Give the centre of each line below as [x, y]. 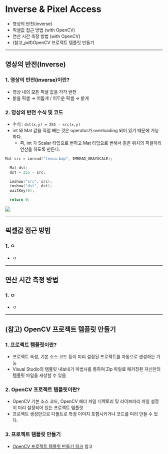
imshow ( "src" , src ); [31, 181]
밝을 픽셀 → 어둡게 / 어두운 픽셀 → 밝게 [50, 98]
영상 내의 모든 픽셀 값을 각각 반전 [44, 92]
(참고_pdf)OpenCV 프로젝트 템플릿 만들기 [53, 42]
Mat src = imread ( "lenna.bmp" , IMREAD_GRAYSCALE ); [59, 159]
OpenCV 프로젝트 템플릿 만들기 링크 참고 [52, 446]
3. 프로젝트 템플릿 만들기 [33, 434]
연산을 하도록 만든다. [40, 149]
